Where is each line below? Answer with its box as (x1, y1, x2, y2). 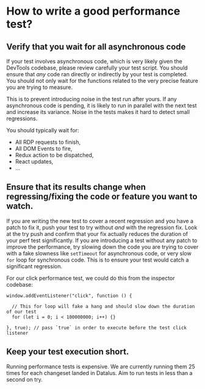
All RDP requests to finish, (15, 138, 81, 146)
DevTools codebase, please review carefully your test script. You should (6, 64, 188, 71)
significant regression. (6, 262, 63, 269)
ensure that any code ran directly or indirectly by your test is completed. (6, 71, 188, 77)
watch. (6, 201, 34, 212)
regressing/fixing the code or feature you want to (6, 191, 198, 202)
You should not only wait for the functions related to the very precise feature (6, 77, 198, 84)
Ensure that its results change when (6, 182, 146, 193)
